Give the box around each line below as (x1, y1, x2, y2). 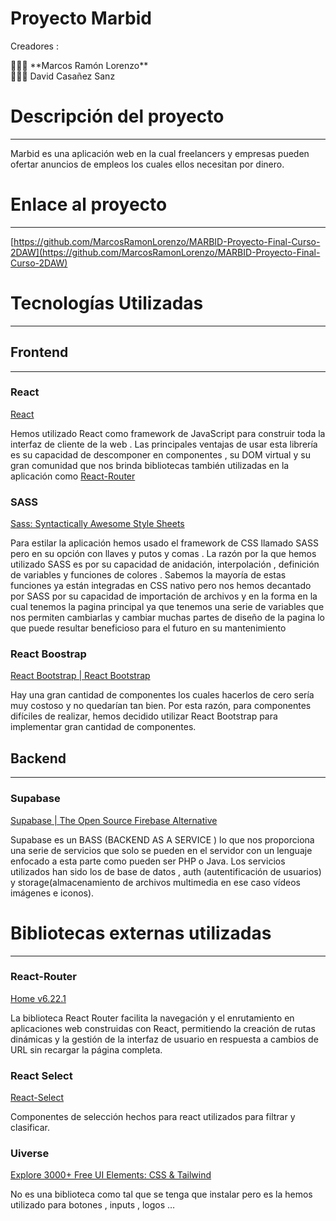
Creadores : (10, 40, 59, 52)
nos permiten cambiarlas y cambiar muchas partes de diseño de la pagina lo (10, 612, 325, 624)
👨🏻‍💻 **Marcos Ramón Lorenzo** (10, 59, 149, 71)
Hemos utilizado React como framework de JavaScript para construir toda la (10, 427, 326, 439)
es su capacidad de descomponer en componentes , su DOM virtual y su (10, 448, 311, 461)
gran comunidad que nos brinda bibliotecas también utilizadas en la (10, 459, 290, 471)
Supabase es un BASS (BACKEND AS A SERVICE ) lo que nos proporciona (10, 833, 315, 846)
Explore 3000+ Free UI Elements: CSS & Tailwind (10, 1169, 212, 1181)
